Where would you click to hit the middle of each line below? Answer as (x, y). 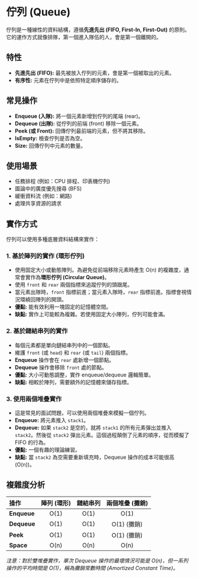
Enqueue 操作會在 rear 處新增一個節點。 (64, 360)
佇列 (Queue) (38, 12)
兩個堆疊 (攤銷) (127, 503)
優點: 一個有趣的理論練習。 (48, 450)
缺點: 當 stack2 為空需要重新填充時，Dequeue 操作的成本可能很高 (94, 457)
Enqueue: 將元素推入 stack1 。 (52, 420)
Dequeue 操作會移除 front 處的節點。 (61, 367)
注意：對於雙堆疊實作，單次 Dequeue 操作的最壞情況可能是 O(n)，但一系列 (97, 560)
